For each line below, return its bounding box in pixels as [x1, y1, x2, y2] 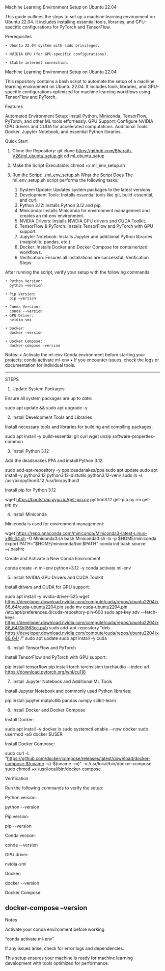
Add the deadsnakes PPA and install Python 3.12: [5, 458, 104, 463]
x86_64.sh [5, 536, 26, 541]
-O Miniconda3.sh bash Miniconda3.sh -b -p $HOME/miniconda [27, 536, 157, 541]
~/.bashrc [5, 546, 25, 552]
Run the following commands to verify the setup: [5, 785, 104, 791]
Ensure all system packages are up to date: [5, 395, 92, 401]
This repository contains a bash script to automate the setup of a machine [5, 79, 155, 84]
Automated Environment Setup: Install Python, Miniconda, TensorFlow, [5, 113, 148, 119]
